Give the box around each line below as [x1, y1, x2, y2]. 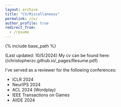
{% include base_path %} [5, 43, 56, 49]
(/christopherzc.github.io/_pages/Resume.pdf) [5, 58, 98, 63]
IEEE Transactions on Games [12, 92, 70, 98]
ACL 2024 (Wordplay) [12, 87, 56, 92]
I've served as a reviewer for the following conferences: [5, 67, 117, 73]
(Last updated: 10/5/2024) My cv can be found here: [5, 53, 110, 58]
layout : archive [5, 7, 38, 12]
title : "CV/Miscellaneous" [5, 12, 60, 17]
